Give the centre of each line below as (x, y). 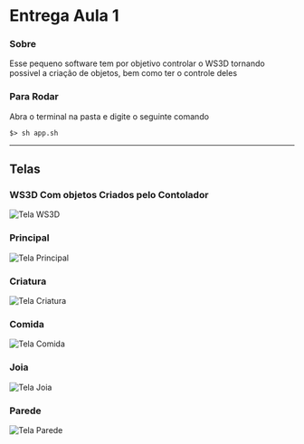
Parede (25, 411)
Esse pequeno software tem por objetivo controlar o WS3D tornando (137, 63)
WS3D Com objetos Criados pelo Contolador (109, 195)
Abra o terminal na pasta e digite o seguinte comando (109, 116)
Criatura (28, 281)
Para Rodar (34, 97)
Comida (27, 324)
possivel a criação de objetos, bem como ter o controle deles (123, 73)
